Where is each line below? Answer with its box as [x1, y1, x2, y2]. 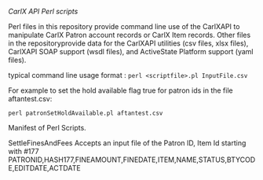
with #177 [8, 147, 39, 156]
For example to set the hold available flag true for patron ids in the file [8, 86, 233, 95]
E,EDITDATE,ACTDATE [8, 163, 81, 172]
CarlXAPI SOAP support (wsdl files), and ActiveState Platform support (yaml [8, 47, 254, 56]
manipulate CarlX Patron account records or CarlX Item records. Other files [8, 31, 251, 39]
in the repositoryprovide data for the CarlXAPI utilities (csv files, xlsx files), [8, 39, 249, 48]
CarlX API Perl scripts [8, 7, 79, 16]
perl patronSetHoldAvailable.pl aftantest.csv [8, 109, 163, 117]
